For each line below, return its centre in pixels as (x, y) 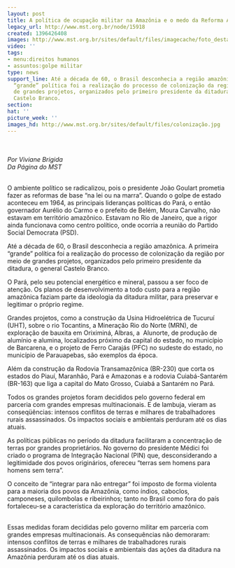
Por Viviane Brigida (35, 159)
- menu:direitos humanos (43, 60)
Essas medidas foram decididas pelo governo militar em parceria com (108, 527)
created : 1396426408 (37, 33)
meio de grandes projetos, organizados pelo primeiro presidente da (104, 261)
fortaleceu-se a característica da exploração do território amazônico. (107, 506)
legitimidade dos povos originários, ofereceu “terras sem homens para (109, 462)
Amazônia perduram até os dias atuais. (63, 557)
